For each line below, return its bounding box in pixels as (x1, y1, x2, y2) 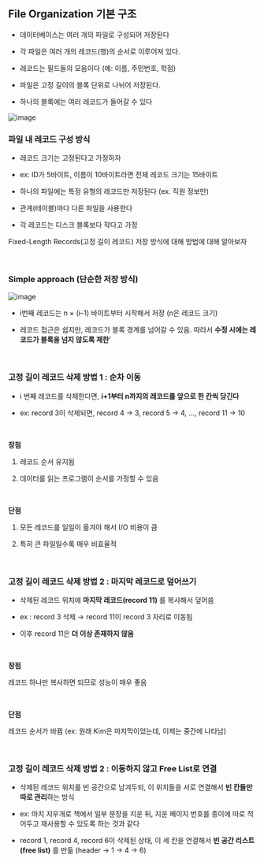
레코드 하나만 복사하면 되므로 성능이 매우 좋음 (8, 678, 147, 687)
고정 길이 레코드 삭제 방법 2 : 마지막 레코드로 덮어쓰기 (8, 576, 197, 587)
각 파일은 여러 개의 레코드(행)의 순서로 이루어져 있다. (19, 46, 180, 56)
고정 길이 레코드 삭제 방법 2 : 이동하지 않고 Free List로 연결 (8, 763, 218, 774)
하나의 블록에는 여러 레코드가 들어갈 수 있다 (19, 97, 153, 106)
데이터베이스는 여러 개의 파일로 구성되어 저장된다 (19, 30, 169, 39)
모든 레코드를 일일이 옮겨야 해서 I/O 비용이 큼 (19, 522, 158, 532)
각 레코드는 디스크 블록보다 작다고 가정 (19, 220, 138, 230)
